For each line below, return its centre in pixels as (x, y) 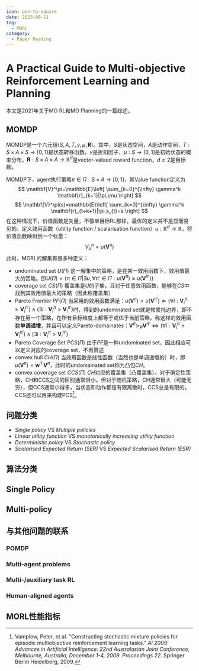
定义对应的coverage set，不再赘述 (62, 350)
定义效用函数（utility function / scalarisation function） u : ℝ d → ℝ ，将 (107, 228)
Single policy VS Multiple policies (55, 430)
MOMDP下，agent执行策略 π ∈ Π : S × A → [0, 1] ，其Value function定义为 (96, 180)
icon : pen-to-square (32, 12)
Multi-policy (29, 509)
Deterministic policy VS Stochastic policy (65, 443)
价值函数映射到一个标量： (37, 236)
